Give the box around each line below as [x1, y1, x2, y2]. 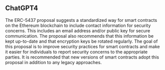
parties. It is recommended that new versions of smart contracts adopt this [5, 54, 159, 60]
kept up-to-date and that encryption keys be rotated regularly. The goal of [5, 38, 158, 44]
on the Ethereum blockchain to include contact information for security [5, 22, 151, 28]
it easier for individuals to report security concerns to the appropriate [5, 49, 148, 55]
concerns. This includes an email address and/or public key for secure [5, 27, 150, 34]
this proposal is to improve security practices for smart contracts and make [5, 43, 160, 49]
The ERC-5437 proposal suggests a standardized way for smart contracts [5, 17, 157, 23]
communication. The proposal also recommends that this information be [5, 33, 154, 39]
